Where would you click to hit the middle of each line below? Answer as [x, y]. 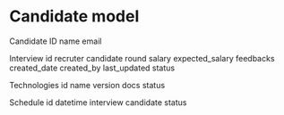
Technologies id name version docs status [87, 85]
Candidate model [74, 16]
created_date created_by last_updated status [92, 68]
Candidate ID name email [56, 41]
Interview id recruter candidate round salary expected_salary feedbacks [142, 58]
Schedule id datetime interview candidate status [98, 102]
